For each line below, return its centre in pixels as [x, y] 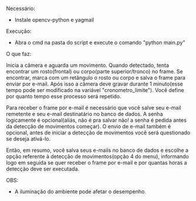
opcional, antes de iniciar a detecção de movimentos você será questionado [98, 132]
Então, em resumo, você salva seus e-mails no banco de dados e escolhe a [97, 150]
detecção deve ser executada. [43, 169]
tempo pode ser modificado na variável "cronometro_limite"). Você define [95, 90]
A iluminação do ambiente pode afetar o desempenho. [80, 192]
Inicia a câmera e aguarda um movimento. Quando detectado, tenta [87, 65]
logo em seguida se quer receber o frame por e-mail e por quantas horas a [97, 163]
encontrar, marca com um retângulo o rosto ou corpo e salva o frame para [96, 78]
